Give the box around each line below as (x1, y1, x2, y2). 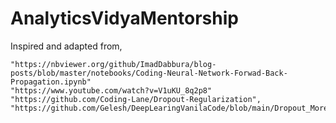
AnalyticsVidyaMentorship (10, 7, 239, 30)
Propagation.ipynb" (10, 77, 92, 87)
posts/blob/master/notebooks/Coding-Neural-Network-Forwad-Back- (10, 68, 288, 78)
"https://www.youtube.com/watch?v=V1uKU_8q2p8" (10, 85, 213, 96)
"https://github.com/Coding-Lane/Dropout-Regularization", (10, 94, 262, 104)
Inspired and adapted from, (10, 40, 123, 52)
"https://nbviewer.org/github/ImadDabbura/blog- (10, 59, 217, 69)
